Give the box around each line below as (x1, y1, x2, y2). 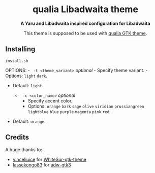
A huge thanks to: (5, 146, 42, 153)
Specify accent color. (27, 97, 73, 103)
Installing (5, 45, 36, 54)
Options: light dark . (5, 73, 47, 79)
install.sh (5, 58, 28, 63)
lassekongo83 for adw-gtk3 (12, 161, 71, 168)
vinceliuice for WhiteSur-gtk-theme (12, 156, 87, 162)
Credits (5, 133, 29, 142)
